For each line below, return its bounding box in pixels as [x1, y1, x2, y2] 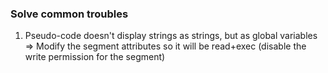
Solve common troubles [10, 7, 129, 21]
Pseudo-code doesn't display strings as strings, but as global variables [24, 30, 318, 42]
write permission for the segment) [24, 51, 166, 63]
